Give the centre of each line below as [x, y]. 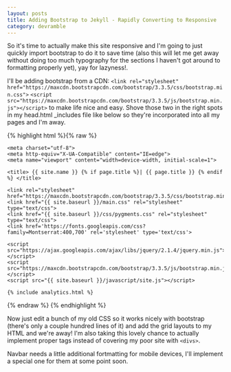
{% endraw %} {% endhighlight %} [57, 305]
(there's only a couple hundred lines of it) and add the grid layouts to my [109, 326]
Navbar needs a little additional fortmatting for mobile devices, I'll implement [115, 354]
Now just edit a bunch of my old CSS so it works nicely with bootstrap [106, 319]
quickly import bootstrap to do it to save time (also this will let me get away [113, 53]
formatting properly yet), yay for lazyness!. [68, 68]
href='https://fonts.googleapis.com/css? [86, 227]
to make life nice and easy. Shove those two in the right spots [136, 108]
